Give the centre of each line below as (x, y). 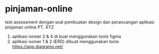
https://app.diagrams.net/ (38, 46)
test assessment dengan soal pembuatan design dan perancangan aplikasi (80, 22)
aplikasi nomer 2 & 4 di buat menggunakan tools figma (66, 36)
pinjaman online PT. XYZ (30, 27)
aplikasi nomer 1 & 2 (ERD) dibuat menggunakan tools (65, 41)
